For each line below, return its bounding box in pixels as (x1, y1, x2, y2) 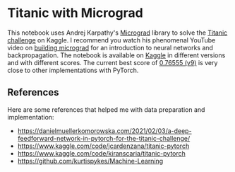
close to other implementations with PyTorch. (7, 66, 139, 74)
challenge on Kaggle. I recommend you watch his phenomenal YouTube (7, 35, 216, 44)
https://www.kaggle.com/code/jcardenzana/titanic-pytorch (17, 142, 190, 150)
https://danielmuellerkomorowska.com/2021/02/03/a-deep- (17, 126, 192, 135)
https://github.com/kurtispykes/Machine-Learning (17, 156, 164, 165)
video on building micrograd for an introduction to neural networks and (7, 43, 214, 52)
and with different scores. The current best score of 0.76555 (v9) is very (7, 58, 218, 67)
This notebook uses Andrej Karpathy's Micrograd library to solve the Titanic (7, 28, 228, 37)
